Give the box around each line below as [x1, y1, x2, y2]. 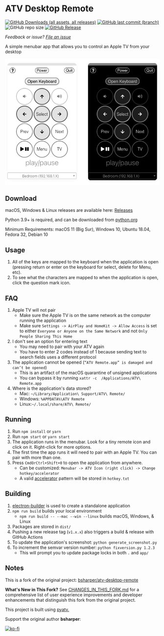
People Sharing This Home [19, 334, 72, 339]
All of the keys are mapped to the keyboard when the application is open [12, 259, 159, 265]
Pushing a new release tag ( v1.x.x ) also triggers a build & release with [12, 529, 154, 535]
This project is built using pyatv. [5, 607, 70, 612]
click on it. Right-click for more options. [12, 444, 92, 450]
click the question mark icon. [12, 280, 71, 286]
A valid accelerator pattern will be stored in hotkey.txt [19, 475, 130, 481]
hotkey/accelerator [19, 471, 60, 476]
